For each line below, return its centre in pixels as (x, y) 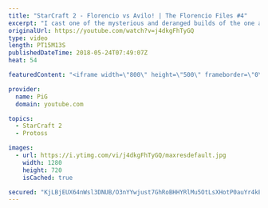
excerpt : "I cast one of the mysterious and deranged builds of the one (132, 23)
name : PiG (32, 97)
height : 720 (42, 170)
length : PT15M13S (37, 46)
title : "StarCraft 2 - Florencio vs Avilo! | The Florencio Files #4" (128, 16)
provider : (25, 89)
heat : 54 (23, 61)
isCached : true (48, 178)
